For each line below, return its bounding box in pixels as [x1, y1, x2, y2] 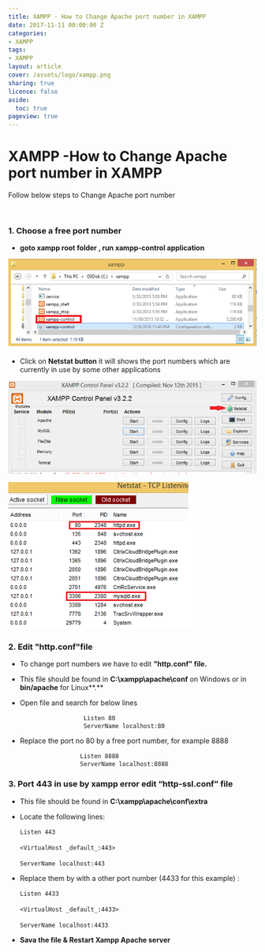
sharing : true [8, 79, 55, 87]
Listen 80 [83, 715, 116, 722]
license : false [8, 88, 58, 95]
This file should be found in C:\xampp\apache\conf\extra [19, 797, 208, 806]
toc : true [15, 104, 47, 112]
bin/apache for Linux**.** [19, 683, 104, 693]
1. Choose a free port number [8, 225, 122, 236]
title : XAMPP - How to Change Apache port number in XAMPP [8, 13, 207, 21]
